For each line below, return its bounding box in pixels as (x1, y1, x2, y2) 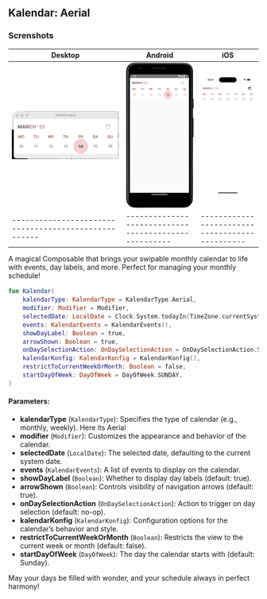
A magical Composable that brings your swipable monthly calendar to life (8, 254, 249, 264)
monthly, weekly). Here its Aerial (19, 423, 126, 432)
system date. (19, 457, 63, 466)
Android (145, 51, 173, 60)
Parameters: (8, 396, 50, 406)
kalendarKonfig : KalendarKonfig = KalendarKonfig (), (22, 354, 201, 362)
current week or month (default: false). (19, 541, 147, 551)
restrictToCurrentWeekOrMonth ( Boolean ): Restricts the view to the (19, 532, 244, 543)
